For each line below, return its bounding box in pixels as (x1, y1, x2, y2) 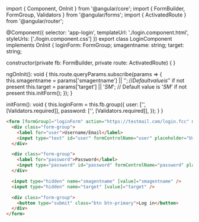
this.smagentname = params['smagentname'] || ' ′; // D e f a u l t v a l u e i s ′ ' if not (6, 77, 185, 84)
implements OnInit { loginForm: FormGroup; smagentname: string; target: (6, 41, 185, 48)
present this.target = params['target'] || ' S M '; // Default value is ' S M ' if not (6, 83, 187, 90)
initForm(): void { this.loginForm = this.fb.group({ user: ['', (6, 101, 146, 108)
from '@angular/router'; (6, 18, 64, 24)
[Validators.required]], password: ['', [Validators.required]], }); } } (6, 107, 164, 114)
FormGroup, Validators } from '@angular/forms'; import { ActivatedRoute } (6, 11, 187, 18)
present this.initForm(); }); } (6, 90, 73, 96)
